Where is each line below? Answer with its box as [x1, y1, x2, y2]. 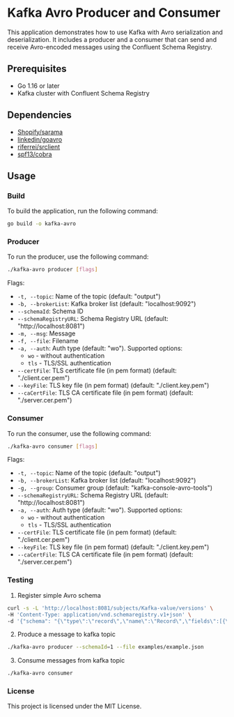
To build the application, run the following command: [7, 207, 158, 216]
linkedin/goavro [17, 135, 63, 144]
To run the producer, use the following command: [7, 252, 149, 261]
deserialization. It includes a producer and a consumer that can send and [7, 35, 217, 43]
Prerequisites [7, 63, 67, 75]
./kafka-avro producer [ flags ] [7, 266, 98, 273]
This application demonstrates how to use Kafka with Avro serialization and [7, 28, 223, 36]
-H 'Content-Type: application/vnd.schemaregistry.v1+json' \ [7, 611, 192, 618]
